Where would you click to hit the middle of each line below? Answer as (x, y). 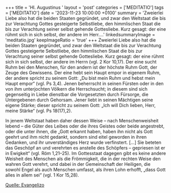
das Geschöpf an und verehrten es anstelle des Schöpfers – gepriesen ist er (85, 148)
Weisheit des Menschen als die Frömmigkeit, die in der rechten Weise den (83, 159)
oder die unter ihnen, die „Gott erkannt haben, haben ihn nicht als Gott (79, 132)
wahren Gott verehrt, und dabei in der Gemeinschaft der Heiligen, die (78, 164)
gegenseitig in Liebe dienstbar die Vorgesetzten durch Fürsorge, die (77, 94)
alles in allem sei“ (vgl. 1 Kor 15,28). (42, 175)
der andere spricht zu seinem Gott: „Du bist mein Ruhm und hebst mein (80, 78)
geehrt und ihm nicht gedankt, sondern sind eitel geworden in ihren (76, 137)
